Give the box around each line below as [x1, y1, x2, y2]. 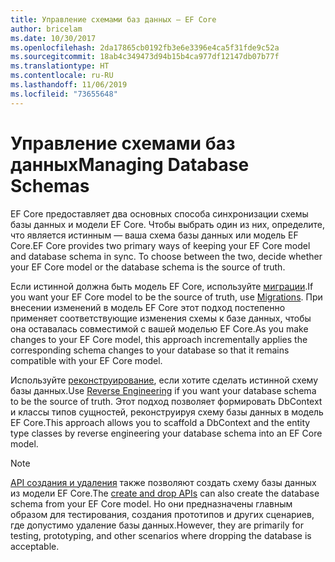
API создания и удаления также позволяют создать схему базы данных [10, 476, 317, 488]
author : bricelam [10, 24, 83, 34]
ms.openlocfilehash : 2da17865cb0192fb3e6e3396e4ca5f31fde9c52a [10, 42, 280, 53]
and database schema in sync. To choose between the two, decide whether [10, 250, 323, 262]
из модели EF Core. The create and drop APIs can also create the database [10, 487, 320, 499]
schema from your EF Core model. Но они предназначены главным [10, 497, 293, 510]
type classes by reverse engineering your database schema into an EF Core [10, 427, 323, 439]
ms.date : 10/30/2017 [10, 33, 97, 43]
